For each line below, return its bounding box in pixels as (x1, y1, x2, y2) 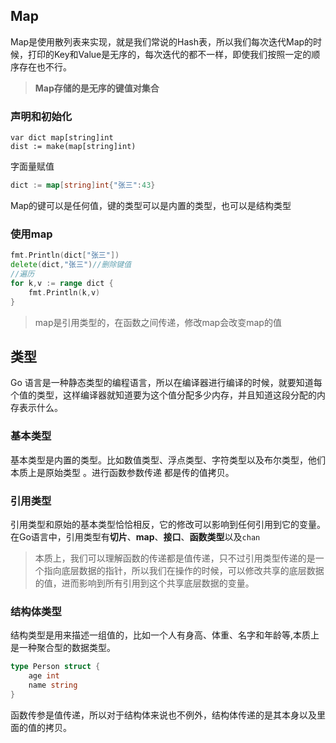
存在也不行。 (18, 60, 72, 73)
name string (28, 680, 78, 690)
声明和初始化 (10, 109, 73, 123)
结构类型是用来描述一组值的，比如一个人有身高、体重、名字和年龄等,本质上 (10, 629, 320, 641)
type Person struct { (10, 662, 101, 672)
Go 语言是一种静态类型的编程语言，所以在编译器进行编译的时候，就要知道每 (10, 377, 323, 389)
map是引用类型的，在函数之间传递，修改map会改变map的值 (34, 316, 282, 328)
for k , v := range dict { (10, 278, 114, 288)
